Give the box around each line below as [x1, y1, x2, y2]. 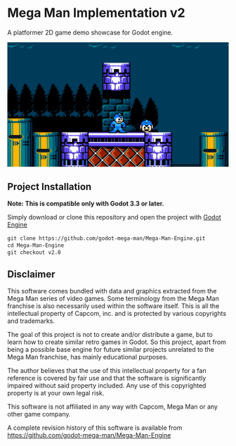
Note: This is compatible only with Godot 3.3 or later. [7, 199, 165, 208]
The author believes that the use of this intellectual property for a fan [7, 367, 206, 375]
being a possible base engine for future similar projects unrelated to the [7, 345, 214, 354]
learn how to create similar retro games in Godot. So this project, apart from [7, 338, 227, 346]
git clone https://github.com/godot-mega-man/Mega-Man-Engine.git [7, 235, 206, 242]
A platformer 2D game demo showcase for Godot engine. [7, 28, 173, 37]
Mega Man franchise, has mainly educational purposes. [7, 353, 169, 362]
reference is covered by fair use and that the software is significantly [7, 374, 206, 383]
